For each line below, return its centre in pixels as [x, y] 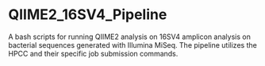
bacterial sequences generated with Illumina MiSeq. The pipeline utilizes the [133, 45]
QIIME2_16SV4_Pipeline [88, 15]
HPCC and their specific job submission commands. [93, 53]
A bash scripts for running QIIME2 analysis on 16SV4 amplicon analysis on [130, 37]
